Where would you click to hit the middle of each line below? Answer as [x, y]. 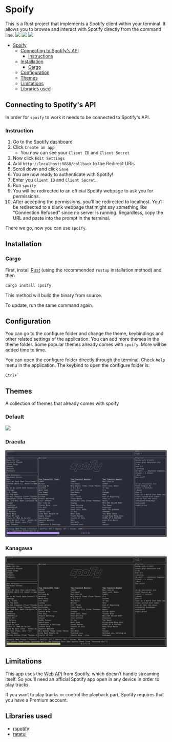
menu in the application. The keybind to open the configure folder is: [78, 365]
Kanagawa [19, 548]
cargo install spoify [28, 285]
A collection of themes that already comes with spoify [62, 403]
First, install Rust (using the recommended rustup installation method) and [83, 270]
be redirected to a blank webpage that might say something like [80, 207]
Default [15, 417]
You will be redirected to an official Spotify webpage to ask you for [83, 191]
